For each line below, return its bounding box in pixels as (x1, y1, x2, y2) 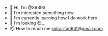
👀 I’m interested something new (9, 10, 74, 16)
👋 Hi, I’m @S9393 (9, 5, 46, 10)
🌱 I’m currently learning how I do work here (9, 15, 97, 20)
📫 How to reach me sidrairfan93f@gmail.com (9, 26, 103, 31)
